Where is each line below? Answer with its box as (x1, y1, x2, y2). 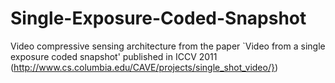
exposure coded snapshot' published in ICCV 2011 (10, 50, 218, 62)
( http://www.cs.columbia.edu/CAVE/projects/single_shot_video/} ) (10, 61, 279, 73)
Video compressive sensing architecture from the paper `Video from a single (10, 40, 326, 52)
